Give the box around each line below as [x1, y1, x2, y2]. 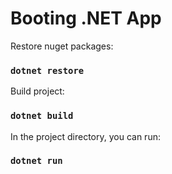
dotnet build [10, 110, 74, 122]
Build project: [10, 85, 65, 97]
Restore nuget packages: [10, 40, 114, 52]
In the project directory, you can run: [10, 130, 161, 142]
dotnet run [10, 155, 63, 167]
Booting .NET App [10, 7, 162, 30]
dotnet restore [10, 65, 85, 76]
